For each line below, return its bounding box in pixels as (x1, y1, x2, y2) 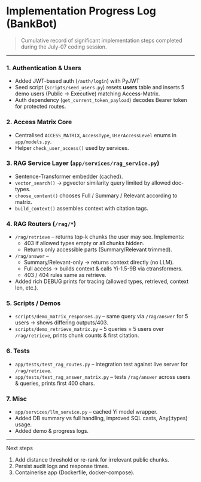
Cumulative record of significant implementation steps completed (20, 37, 182, 44)
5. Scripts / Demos (6, 299, 61, 308)
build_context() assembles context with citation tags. (14, 204, 148, 212)
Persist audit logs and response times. (14, 463, 109, 470)
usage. (14, 421, 32, 428)
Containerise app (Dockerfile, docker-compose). (14, 469, 135, 476)
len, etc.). (14, 284, 39, 291)
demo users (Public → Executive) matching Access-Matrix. (14, 90, 160, 97)
